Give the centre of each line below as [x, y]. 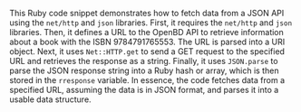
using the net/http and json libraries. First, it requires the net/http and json [151, 23]
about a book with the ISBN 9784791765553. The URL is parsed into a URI [147, 42]
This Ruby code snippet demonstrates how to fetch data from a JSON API [147, 13]
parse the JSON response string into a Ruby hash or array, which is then [144, 70]
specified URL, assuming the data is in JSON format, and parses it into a [144, 90]
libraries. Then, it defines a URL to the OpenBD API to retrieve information [146, 32]
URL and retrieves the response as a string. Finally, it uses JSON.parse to [144, 61]
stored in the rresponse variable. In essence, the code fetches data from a [147, 80]
